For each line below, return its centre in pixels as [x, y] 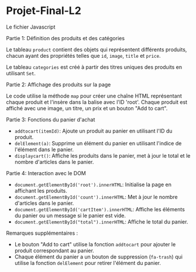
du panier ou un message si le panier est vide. [70, 215]
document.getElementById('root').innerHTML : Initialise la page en [93, 184]
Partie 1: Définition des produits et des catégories [65, 38]
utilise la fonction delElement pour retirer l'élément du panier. [88, 263]
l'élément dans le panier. [44, 149]
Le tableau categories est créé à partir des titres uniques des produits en [94, 67]
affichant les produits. [41, 190]
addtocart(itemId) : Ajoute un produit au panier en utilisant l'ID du [93, 131]
